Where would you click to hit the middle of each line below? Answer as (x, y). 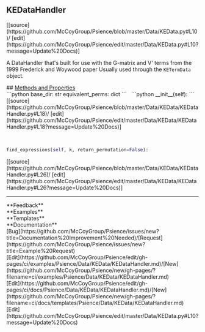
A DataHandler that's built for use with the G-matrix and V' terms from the (99, 62)
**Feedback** (25, 205)
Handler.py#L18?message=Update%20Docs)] (64, 126)
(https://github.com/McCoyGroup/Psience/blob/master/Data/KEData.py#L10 (102, 31)
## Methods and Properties (41, 88)
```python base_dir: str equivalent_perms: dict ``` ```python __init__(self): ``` (100, 94)
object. (15, 75)
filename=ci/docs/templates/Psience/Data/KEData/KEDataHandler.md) (95, 303)
